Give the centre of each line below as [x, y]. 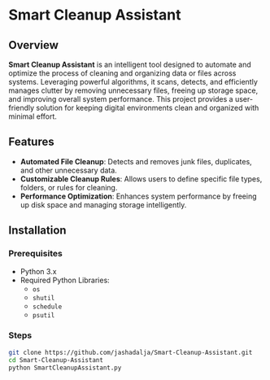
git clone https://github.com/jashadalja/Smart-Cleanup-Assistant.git [131, 352]
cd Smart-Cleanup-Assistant [56, 360]
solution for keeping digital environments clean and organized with [148, 108]
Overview [34, 45]
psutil [44, 315]
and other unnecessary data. [69, 170]
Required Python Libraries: [65, 280]
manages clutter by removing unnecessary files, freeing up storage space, [133, 90]
